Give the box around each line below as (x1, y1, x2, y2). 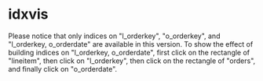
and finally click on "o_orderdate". (8, 64, 118, 73)
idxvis (8, 5, 49, 23)
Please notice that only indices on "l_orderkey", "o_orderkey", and (8, 31, 221, 40)
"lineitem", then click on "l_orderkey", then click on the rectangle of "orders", (8, 56, 256, 65)
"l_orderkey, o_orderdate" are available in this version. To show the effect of (8, 39, 254, 48)
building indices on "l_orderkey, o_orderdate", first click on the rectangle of (8, 48, 250, 57)
